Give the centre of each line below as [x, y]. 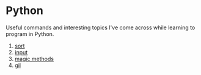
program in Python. [30, 34]
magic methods [34, 59]
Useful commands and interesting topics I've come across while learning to [100, 27]
